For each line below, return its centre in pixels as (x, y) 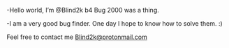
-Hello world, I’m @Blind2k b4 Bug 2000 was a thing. (83, 10)
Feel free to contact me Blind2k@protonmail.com (77, 37)
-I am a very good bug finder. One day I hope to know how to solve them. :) (114, 23)
